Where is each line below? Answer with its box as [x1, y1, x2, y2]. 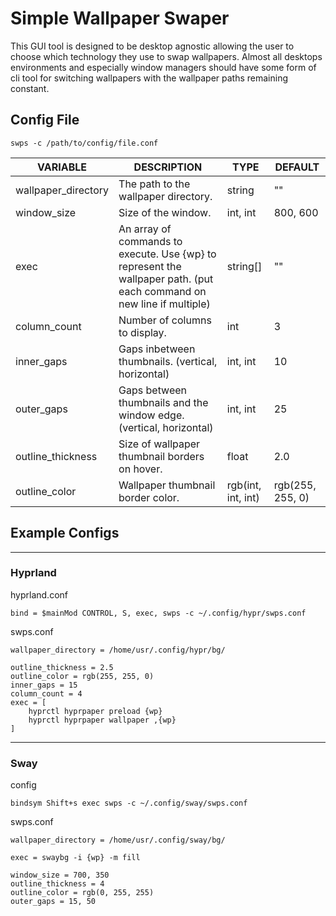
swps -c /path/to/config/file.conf [10, 138, 159, 148]
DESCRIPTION [133, 160, 203, 174]
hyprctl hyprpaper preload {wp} [28, 706, 163, 716]
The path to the [118, 177, 191, 191]
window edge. [118, 408, 185, 422]
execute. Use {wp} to [118, 247, 217, 261]
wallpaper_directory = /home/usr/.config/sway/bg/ [10, 835, 226, 846]
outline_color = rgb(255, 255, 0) [10, 671, 155, 681]
